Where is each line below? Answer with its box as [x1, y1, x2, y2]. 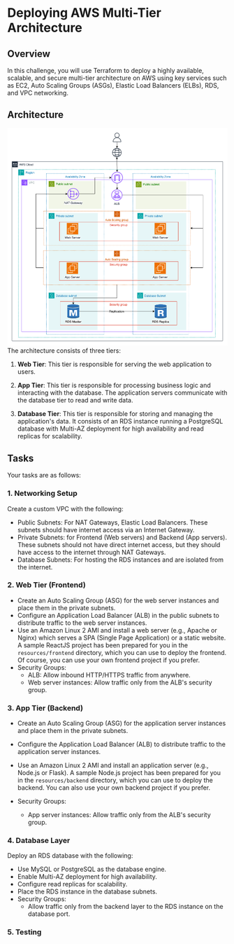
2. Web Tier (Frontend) [7, 580, 86, 590]
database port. [27, 910, 71, 918]
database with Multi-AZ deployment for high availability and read [17, 424, 204, 433]
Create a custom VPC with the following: [7, 504, 124, 513]
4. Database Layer [7, 836, 71, 846]
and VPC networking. [7, 89, 68, 97]
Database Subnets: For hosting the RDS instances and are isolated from [17, 555, 224, 564]
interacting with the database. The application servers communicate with [17, 389, 228, 397]
